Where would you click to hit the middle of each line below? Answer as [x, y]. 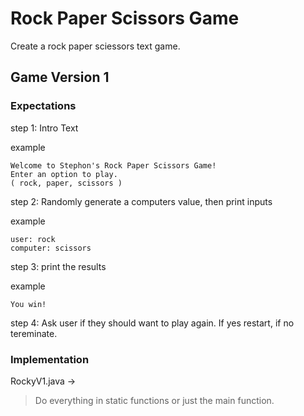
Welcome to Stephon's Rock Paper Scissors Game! [113, 165]
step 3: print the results [58, 266]
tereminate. [34, 333]
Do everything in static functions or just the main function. [154, 400]
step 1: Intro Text [44, 128]
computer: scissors [51, 248]
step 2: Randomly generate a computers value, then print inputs [141, 201]
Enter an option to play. [64, 174]
